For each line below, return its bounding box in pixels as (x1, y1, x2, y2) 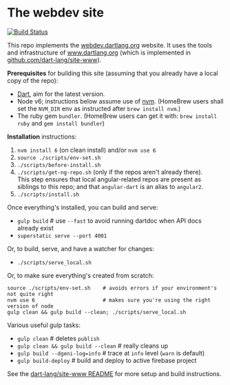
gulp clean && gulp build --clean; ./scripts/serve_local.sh (7, 308, 187, 315)
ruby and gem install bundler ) (17, 119, 105, 127)
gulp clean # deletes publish (17, 334, 100, 342)
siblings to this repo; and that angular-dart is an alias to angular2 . (17, 182, 204, 190)
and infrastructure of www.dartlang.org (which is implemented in (7, 48, 191, 57)
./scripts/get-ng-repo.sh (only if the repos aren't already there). (17, 168, 203, 176)
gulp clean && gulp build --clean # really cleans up (17, 342, 169, 350)
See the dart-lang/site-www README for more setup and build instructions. (7, 369, 222, 377)
